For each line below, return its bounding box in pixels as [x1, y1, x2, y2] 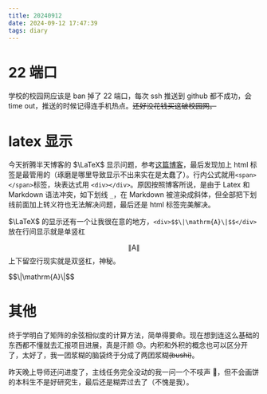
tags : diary [8, 26, 48, 34]
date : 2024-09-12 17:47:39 [8, 19, 98, 27]
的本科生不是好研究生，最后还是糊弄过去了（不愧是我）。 [8, 377, 194, 387]
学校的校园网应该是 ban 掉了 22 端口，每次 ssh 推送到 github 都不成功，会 [8, 91, 253, 100]
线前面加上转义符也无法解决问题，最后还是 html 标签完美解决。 [8, 200, 215, 210]
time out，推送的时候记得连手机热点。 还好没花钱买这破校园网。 [8, 101, 217, 111]
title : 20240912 [8, 11, 62, 20]
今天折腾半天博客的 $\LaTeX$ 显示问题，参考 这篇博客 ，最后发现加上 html [8, 160, 249, 170]
